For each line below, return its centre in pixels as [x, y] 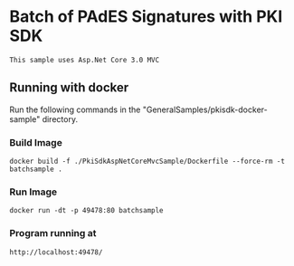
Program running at [53, 233]
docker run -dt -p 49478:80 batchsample [87, 211]
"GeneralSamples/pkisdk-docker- [205, 109]
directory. [60, 119]
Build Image [36, 142]
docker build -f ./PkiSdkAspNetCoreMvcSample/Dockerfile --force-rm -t [147, 161]
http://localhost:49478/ [56, 252]
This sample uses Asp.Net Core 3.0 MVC [85, 60]
